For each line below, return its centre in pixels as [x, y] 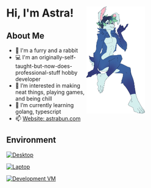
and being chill [33, 99]
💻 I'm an [26, 57]
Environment [31, 140]
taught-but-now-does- [44, 66]
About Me [25, 36]
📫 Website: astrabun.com [48, 118]
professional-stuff [38, 73]
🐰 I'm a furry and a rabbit [46, 50]
